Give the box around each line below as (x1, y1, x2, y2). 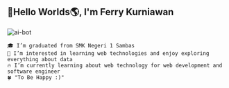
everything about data (7, 56, 73, 63)
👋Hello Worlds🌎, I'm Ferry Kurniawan (7, 6, 174, 18)
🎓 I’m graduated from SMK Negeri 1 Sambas (7, 42, 135, 49)
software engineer (7, 68, 60, 75)
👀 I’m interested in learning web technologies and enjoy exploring (7, 49, 210, 57)
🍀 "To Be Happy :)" (7, 74, 65, 81)
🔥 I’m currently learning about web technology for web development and (7, 62, 223, 69)
